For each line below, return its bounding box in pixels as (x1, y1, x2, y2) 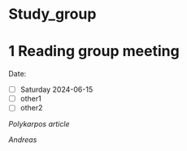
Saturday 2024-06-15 (20, 84, 93, 94)
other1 (20, 94, 42, 104)
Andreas (8, 135, 37, 145)
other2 (20, 103, 43, 113)
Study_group (8, 5, 97, 24)
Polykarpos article (8, 119, 70, 129)
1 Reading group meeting (8, 42, 180, 61)
